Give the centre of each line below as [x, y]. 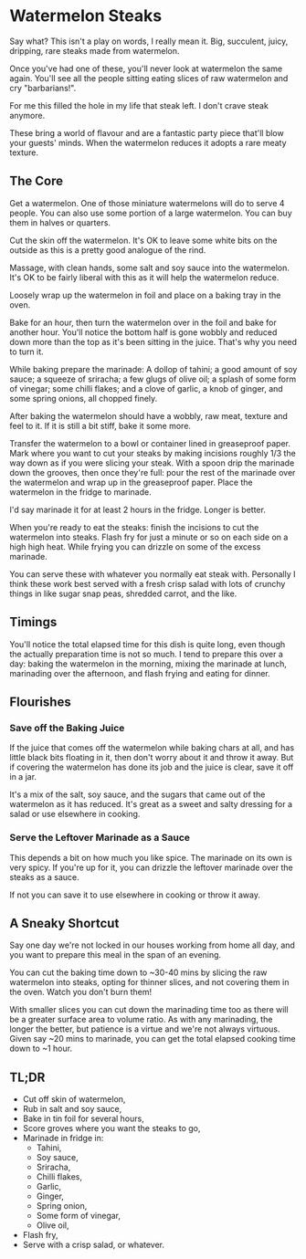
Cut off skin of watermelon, [74, 1099]
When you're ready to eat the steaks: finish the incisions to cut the [134, 527]
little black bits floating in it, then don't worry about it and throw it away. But [152, 758]
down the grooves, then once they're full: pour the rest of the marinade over [153, 472]
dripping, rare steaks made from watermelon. [95, 50]
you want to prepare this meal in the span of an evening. [116, 955]
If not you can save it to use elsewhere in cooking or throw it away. [135, 895]
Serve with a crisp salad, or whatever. [94, 1245]
